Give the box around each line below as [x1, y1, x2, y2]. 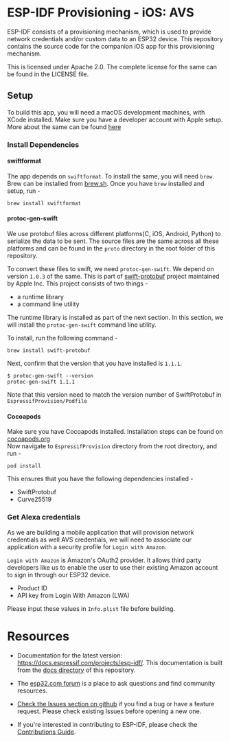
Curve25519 [16, 496, 52, 504]
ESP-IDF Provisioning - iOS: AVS [7, 5, 194, 21]
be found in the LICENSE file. [7, 70, 89, 78]
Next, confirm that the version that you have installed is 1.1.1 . [7, 359, 183, 368]
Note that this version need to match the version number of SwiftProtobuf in [7, 391, 222, 399]
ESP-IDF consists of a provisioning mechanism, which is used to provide [7, 27, 211, 36]
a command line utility [16, 300, 80, 308]
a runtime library [16, 293, 64, 301]
